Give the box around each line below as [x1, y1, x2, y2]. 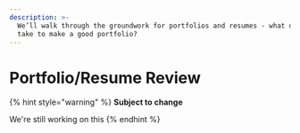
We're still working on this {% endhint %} [9, 114, 161, 125]
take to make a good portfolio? [17, 29, 138, 38]
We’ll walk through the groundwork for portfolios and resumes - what [17, 21, 286, 30]
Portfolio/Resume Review [9, 67, 201, 88]
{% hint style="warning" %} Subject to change [9, 97, 183, 107]
